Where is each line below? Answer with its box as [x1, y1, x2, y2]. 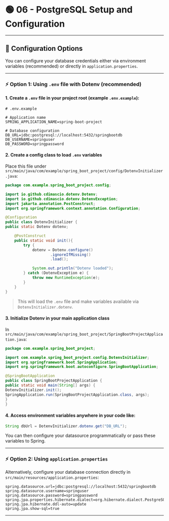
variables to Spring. [5, 438, 46, 444]
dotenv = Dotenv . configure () [32, 247, 94, 252]
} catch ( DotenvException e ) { [23, 270, 89, 276]
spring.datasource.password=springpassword [5, 493, 98, 498]
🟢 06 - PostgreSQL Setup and [5, 4, 133, 16]
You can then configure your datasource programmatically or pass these [5, 432, 156, 438]
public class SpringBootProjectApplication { [5, 378, 102, 383]
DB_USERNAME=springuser [5, 137, 55, 142]
